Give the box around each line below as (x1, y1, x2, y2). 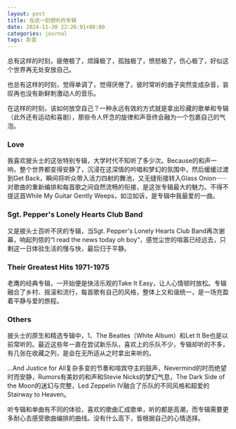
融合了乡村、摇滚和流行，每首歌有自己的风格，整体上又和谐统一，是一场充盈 (7, 288, 229, 296)
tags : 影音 (7, 37, 37, 44)
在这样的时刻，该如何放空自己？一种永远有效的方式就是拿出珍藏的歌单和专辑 (7, 104, 229, 113)
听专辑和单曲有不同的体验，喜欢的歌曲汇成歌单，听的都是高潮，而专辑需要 (7, 405, 223, 414)
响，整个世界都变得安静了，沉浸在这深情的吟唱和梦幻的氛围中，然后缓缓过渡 (7, 165, 229, 174)
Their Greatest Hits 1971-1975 (7, 262, 110, 271)
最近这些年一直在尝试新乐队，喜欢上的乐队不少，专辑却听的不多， (37, 340, 229, 349)
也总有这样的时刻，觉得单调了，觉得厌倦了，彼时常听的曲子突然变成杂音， (7, 80, 223, 89)
